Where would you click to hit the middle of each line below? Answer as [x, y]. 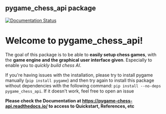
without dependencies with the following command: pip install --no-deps [83, 85]
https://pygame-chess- [107, 100]
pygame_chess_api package [51, 8]
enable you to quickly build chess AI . [43, 65]
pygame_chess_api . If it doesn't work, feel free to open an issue [70, 91]
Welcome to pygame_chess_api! [74, 41]
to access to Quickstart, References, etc [92, 106]
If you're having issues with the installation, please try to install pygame [79, 75]
